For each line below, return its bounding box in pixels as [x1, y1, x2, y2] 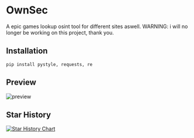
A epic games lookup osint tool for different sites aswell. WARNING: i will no [6, 23, 188, 30]
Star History [6, 109, 51, 120]
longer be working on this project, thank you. [6, 29, 114, 36]
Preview [6, 77, 37, 88]
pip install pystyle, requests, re [6, 61, 93, 67]
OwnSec [6, 4, 49, 17]
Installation [6, 46, 48, 56]
